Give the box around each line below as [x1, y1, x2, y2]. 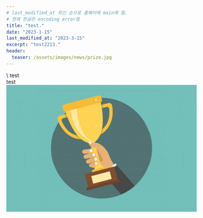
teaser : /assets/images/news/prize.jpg [11, 54, 112, 60]
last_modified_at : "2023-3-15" [6, 35, 85, 42]
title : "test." [6, 22, 45, 28]
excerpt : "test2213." [6, 42, 61, 48]
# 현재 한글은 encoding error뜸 [6, 16, 80, 22]
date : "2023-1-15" [6, 29, 53, 35]
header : [6, 48, 26, 54]
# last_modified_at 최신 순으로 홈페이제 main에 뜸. [6, 10, 128, 16]
